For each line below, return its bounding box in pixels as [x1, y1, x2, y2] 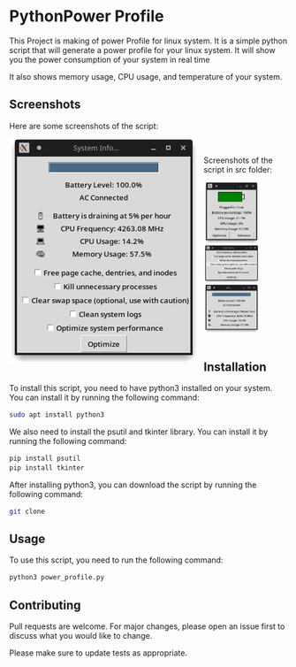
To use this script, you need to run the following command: [9, 555, 224, 565]
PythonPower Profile [9, 6, 164, 27]
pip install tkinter [9, 463, 86, 472]
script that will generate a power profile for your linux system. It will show [9, 44, 276, 55]
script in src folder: [203, 164, 272, 174]
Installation [203, 359, 267, 374]
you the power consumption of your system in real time [9, 54, 210, 65]
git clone [9, 507, 46, 516]
